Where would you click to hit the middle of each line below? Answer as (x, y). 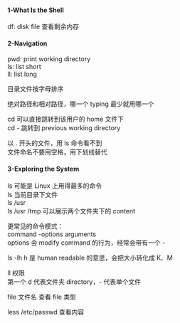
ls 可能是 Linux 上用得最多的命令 (55, 186)
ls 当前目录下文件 (33, 194)
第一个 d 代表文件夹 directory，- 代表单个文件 (74, 282)
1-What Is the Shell (36, 10)
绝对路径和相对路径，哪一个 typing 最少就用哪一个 (81, 104)
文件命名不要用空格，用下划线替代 (57, 152)
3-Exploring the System (43, 169)
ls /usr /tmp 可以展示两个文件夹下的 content (72, 211)
